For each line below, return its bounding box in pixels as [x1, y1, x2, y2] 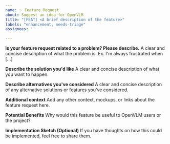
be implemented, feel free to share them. [5, 133, 91, 139]
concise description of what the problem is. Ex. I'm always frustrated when [5, 51, 163, 57]
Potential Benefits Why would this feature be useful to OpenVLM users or [5, 112, 161, 118]
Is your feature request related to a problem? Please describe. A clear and [5, 45, 165, 51]
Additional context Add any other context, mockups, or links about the [5, 97, 155, 103]
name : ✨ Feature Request [5, 7, 59, 13]
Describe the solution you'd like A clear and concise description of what [5, 66, 160, 72]
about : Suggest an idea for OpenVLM [5, 12, 83, 17]
